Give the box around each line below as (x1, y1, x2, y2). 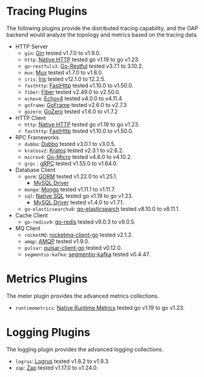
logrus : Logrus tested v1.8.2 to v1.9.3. (15, 357, 110, 365)
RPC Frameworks (15, 133, 59, 141)
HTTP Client (15, 114, 46, 122)
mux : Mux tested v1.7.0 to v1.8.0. (24, 68, 104, 76)
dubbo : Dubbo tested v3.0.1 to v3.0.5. (24, 140, 116, 147)
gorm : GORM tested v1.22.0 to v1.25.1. (24, 172, 118, 180)
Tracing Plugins (6, 4, 87, 18)
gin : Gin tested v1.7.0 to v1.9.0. (24, 49, 101, 56)
